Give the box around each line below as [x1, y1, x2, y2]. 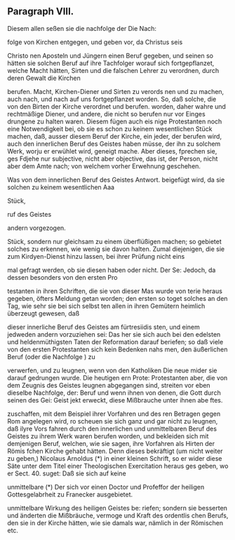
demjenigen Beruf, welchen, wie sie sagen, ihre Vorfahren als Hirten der [7, 439, 215, 447]
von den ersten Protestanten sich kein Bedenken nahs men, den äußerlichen [7, 345, 228, 353]
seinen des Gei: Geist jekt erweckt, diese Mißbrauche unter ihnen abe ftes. [7, 396, 223, 404]
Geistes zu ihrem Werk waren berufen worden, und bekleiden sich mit [7, 431, 209, 440]
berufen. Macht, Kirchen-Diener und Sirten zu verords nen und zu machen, [7, 87, 224, 95]
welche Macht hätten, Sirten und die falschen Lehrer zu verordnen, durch [7, 66, 220, 74]
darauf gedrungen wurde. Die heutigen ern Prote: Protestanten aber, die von [7, 373, 228, 382]
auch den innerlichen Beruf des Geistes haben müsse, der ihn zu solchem [7, 140, 221, 148]
